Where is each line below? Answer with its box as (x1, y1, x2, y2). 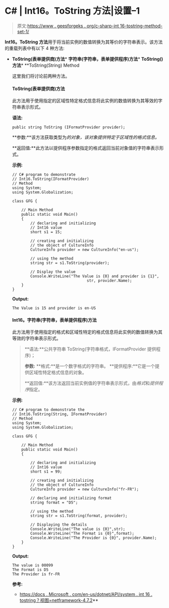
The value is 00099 (12, 563, 53, 568)
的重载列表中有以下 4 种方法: (5, 45, 65, 51)
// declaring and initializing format (30, 496, 112, 501)
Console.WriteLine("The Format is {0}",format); (30, 531, 135, 536)
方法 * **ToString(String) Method (12, 62, 80, 68)
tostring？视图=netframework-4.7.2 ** (19, 597, 99, 603)
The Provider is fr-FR (12, 572, 60, 577)
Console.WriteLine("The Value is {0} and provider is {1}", (30, 274, 159, 279)
